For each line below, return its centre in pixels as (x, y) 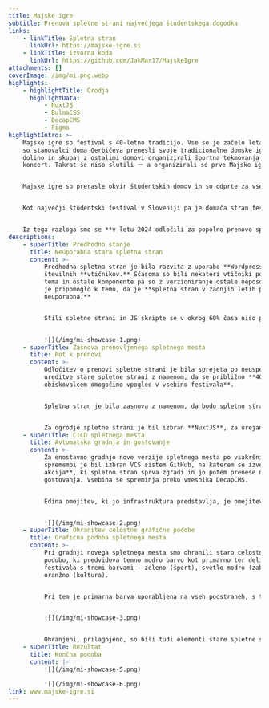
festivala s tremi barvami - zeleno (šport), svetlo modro (145, 568)
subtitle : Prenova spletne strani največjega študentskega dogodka (123, 23)
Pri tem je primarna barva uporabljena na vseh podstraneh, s (150, 596)
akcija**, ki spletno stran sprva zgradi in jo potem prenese (150, 472)
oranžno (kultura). (76, 575)
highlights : (28, 83)
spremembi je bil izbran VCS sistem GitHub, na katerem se (145, 465)
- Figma (56, 128)
